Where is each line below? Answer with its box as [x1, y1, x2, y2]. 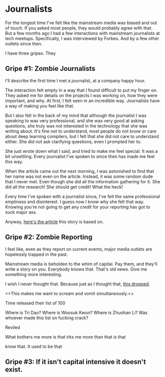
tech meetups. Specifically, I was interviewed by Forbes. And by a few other [5, 35, 159, 41]
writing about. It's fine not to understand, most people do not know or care [5, 128, 157, 134]
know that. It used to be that [5, 343, 63, 349]
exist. [5, 365, 23, 374]
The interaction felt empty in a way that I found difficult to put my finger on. [5, 87, 158, 93]
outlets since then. [5, 40, 43, 46]
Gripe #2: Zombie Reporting [5, 233, 93, 241]
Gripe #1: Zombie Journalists [5, 65, 96, 73]
